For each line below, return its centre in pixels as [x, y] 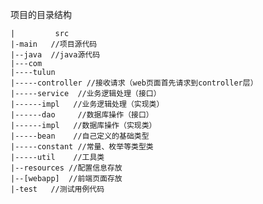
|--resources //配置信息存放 [66, 168]
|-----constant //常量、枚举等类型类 [82, 147]
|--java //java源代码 [55, 55]
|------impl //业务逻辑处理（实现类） [87, 104]
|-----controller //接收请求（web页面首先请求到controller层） [134, 83]
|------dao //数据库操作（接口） [82, 115]
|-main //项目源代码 [54, 44]
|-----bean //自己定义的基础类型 [80, 136]
